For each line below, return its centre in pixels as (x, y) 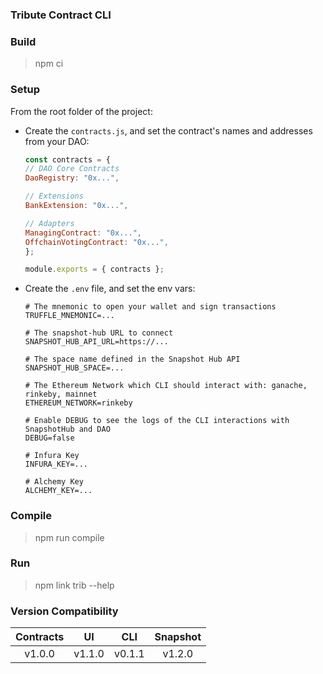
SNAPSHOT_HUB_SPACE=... (74, 368)
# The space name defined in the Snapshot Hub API (132, 359)
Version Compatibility (64, 611)
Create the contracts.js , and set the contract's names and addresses (168, 130)
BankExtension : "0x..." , (76, 206)
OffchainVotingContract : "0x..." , (96, 242)
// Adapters (49, 223)
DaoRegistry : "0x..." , (72, 178)
